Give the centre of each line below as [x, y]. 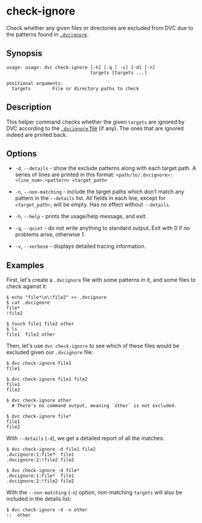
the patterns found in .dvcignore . [47, 34]
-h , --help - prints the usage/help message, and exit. [81, 216]
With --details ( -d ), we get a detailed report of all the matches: [85, 438]
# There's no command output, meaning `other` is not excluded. [94, 406]
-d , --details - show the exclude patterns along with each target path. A [106, 168]
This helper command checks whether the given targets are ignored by [96, 122]
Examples [25, 265]
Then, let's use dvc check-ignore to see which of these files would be [93, 346]
